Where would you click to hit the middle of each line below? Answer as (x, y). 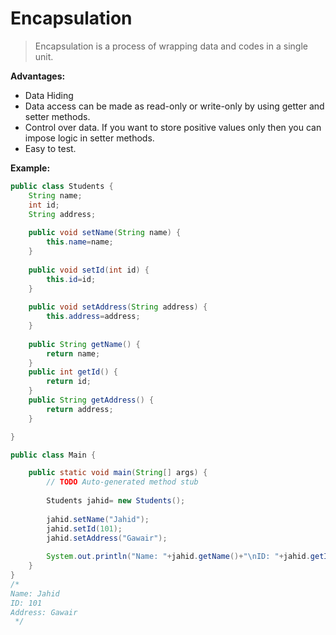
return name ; (73, 353)
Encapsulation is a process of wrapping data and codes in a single (171, 46)
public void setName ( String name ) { (105, 233)
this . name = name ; (80, 242)
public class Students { (62, 186)
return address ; (80, 409)
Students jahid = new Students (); (116, 501)
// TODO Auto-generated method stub (122, 482)
